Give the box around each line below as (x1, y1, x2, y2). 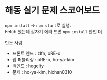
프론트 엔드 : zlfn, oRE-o (12, 50, 61, 56)
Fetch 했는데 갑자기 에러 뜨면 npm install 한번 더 (5, 28, 102, 34)
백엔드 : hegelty (12, 63, 44, 69)
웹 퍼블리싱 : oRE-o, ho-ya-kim (12, 56, 75, 62)
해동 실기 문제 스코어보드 (5, 5, 100, 16)
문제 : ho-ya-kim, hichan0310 (12, 69, 72, 75)
